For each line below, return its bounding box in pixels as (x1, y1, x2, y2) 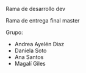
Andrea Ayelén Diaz (14, 41, 65, 47)
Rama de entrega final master (5, 17, 80, 24)
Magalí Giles (14, 60, 46, 67)
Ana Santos (14, 54, 44, 60)
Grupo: (5, 29, 23, 36)
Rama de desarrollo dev (5, 5, 65, 12)
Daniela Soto (14, 47, 47, 54)
